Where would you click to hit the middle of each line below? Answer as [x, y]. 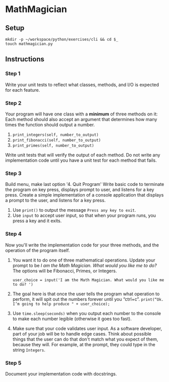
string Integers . [29, 350]
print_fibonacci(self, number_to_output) [57, 140]
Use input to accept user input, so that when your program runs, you [84, 216]
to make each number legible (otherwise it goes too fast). [72, 319]
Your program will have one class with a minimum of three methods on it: [81, 114]
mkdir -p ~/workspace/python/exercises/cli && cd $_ [62, 39]
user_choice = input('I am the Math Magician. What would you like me [88, 280]
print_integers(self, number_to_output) [55, 135]
